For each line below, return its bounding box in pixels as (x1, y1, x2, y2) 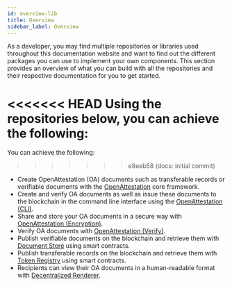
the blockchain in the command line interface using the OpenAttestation (17, 197, 223, 205)
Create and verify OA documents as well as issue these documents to (17, 190, 217, 199)
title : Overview (7, 17, 54, 24)
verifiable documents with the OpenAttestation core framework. (17, 183, 200, 191)
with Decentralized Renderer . (17, 271, 101, 280)
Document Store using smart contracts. (17, 242, 131, 250)
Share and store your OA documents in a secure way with (17, 212, 183, 221)
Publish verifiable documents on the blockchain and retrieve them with (17, 234, 219, 243)
